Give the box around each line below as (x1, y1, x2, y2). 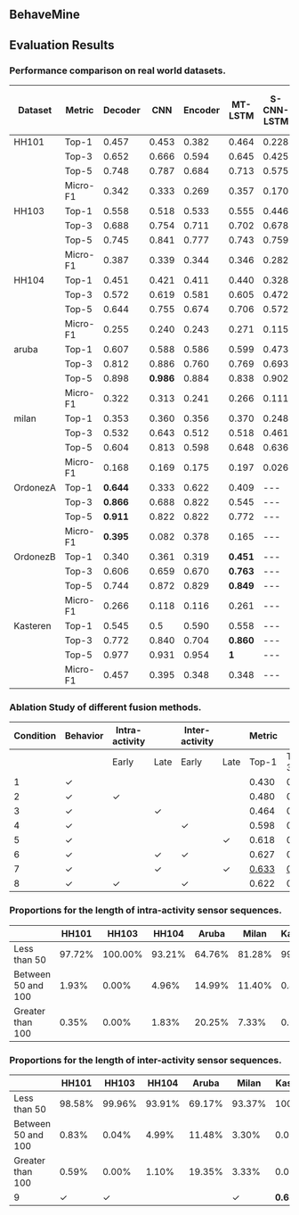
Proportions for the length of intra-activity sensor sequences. (9, 905, 282, 917)
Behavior (65, 730, 104, 742)
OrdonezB (13, 550, 56, 563)
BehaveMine (9, 7, 80, 22)
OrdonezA (13, 482, 56, 494)
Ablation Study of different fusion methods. (9, 701, 202, 713)
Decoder (103, 104, 141, 117)
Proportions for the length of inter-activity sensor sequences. (9, 1054, 282, 1066)
